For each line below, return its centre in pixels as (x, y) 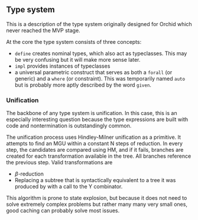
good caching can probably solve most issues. (63, 211)
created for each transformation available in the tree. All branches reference (99, 156)
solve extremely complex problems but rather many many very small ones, (97, 205)
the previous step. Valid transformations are (59, 162)
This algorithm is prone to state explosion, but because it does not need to (97, 198)
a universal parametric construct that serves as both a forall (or (93, 72)
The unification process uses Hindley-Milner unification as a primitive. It (94, 137)
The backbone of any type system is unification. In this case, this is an (92, 113)
